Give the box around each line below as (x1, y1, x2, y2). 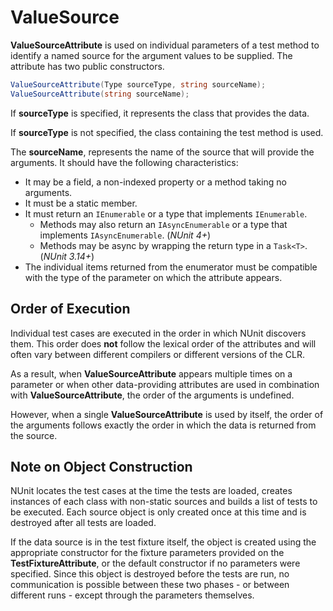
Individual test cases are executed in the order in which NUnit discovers (10, 327, 307, 339)
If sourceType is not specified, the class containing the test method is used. (10, 126, 324, 138)
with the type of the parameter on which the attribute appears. (24, 271, 283, 283)
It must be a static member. (24, 197, 138, 209)
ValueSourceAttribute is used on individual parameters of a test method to (10, 39, 320, 51)
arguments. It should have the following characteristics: (10, 156, 239, 168)
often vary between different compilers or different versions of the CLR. (10, 348, 305, 360)
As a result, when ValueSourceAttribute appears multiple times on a (10, 367, 293, 380)
